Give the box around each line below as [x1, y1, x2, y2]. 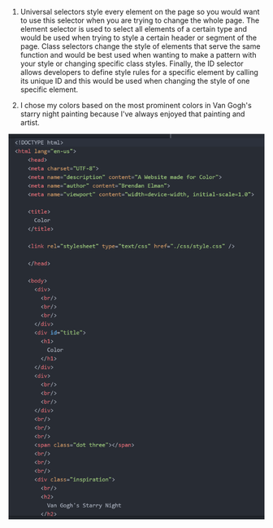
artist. [19, 118, 41, 127]
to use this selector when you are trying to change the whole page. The [19, 15, 260, 25]
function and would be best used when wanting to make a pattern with [19, 50, 257, 59]
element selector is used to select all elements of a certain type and [19, 24, 248, 33]
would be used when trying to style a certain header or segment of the [19, 33, 258, 42]
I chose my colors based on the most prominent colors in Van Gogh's [19, 101, 252, 110]
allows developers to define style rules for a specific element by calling [19, 68, 258, 76]
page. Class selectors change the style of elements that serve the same [19, 41, 261, 51]
